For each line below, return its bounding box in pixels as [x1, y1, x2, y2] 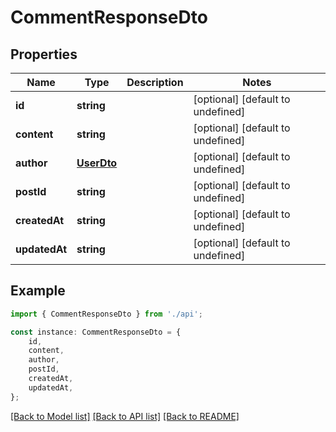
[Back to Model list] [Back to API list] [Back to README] [10, 410, 240, 422]
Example [10, 282, 66, 300]
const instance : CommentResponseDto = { [10, 327, 182, 337]
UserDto [76, 156, 118, 170]
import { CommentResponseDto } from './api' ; [10, 309, 203, 319]
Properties [10, 46, 78, 63]
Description [126, 76, 184, 89]
